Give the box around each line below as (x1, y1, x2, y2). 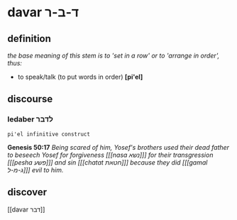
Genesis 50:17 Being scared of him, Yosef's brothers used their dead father (7, 143, 229, 151)
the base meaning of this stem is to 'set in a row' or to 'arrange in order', (7, 51, 220, 60)
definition (7, 33, 52, 45)
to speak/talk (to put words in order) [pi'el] (17, 72, 143, 81)
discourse (7, 93, 53, 105)
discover (7, 186, 48, 199)
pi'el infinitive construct (7, 131, 91, 138)
